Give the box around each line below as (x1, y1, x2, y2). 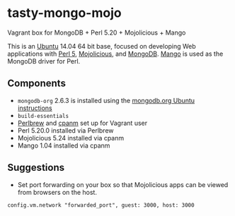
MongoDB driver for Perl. (7, 56, 81, 65)
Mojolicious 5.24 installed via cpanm (17, 133, 125, 142)
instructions (17, 104, 53, 112)
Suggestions (7, 162, 65, 174)
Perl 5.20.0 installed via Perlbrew (17, 126, 115, 135)
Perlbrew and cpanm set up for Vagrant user (17, 119, 147, 127)
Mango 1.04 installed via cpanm (17, 141, 110, 150)
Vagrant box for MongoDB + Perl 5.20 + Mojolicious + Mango (7, 28, 186, 37)
